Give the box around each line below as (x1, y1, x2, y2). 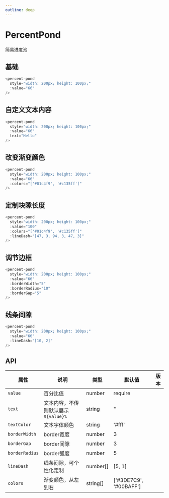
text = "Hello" (10, 133, 37, 139)
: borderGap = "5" (10, 291, 42, 296)
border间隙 (43, 440, 70, 448)
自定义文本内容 (5, 105, 52, 114)
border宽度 (43, 431, 70, 438)
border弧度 (43, 450, 70, 457)
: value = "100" (10, 224, 37, 229)
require (113, 390, 131, 397)
